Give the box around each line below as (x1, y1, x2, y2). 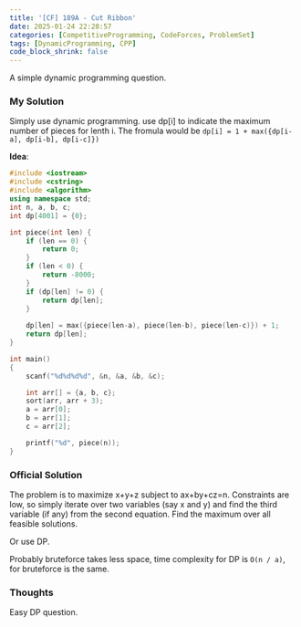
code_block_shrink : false (9, 47, 108, 57)
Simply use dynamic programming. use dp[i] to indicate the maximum (9, 116, 271, 127)
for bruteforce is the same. (9, 563, 109, 574)
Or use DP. (9, 536, 50, 547)
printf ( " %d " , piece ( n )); (26, 438, 120, 447)
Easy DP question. (9, 607, 78, 618)
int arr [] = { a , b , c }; (26, 388, 117, 397)
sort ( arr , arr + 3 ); (26, 396, 104, 406)
